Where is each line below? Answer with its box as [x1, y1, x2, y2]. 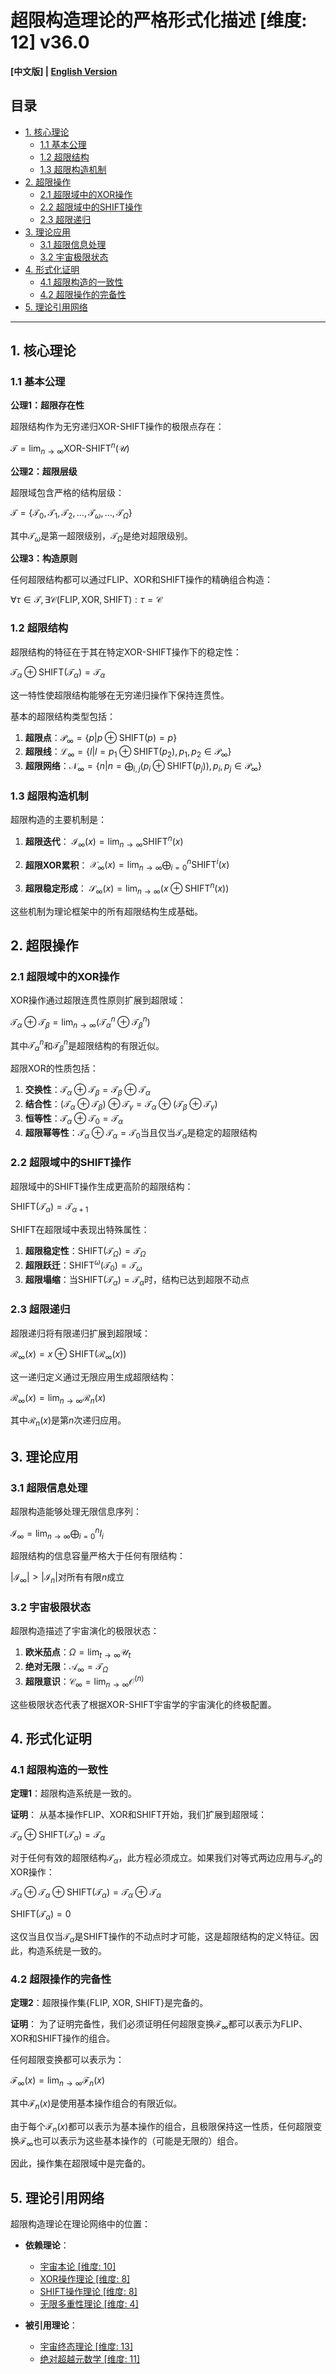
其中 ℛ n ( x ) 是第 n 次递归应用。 [10, 1414, 127, 1429]
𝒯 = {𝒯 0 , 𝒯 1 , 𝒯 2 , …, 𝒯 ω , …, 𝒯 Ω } [10, 506, 133, 521]
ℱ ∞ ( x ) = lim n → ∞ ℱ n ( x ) [10, 2074, 106, 2089]
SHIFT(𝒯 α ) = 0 [10, 1907, 72, 1922]
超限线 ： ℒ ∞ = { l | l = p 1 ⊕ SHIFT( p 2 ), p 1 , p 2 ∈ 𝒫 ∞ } [24, 746, 232, 760]
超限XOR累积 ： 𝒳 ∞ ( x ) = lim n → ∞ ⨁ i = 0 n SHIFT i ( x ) [24, 857, 230, 873]
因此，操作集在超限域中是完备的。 [10, 2157, 151, 2170]
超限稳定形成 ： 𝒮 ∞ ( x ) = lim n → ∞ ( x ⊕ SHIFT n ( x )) [24, 881, 230, 896]
